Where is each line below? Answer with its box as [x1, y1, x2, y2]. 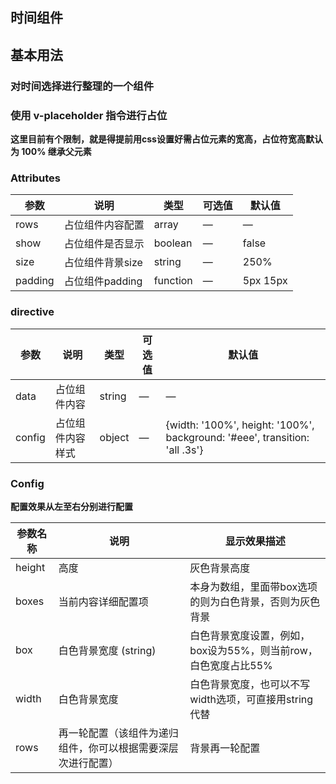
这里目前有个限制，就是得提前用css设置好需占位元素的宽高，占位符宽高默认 [10, 133, 323, 145]
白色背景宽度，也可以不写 [189, 677, 311, 691]
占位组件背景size [63, 256, 143, 270]
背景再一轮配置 [189, 741, 261, 755]
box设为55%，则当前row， [189, 643, 318, 657]
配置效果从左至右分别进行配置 [10, 500, 133, 512]
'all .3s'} [165, 443, 204, 457]
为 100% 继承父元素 [10, 146, 92, 157]
